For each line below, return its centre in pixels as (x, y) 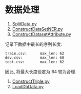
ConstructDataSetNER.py (38, 29)
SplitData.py (24, 24)
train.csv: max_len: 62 (35, 53)
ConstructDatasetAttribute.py (42, 34)
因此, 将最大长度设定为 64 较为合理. (41, 72)
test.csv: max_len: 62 (35, 62)
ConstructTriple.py (31, 81)
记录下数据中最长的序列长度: (34, 44)
